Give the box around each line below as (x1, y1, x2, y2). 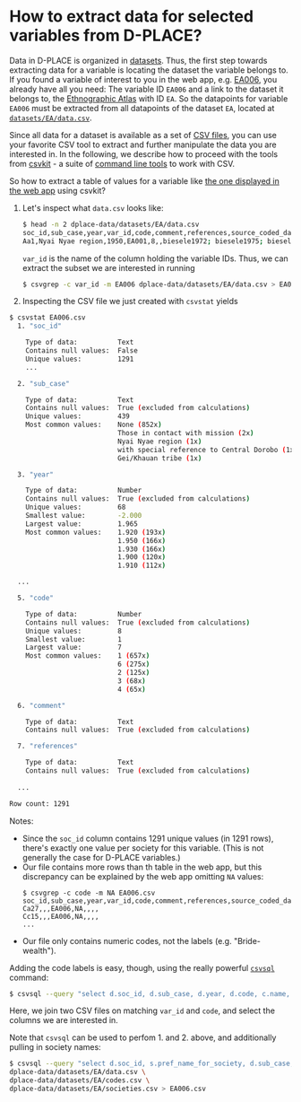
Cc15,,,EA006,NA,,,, (21, 912, 99, 921)
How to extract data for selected (9, 6, 254, 27)
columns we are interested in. (9, 1015, 118, 1026)
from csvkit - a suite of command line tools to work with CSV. (9, 158, 236, 169)
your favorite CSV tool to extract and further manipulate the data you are (9, 139, 277, 150)
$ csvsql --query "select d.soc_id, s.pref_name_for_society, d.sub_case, (9, 1059, 295, 1069)
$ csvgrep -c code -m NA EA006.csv (21, 888, 156, 897)
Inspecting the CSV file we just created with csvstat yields (21, 296, 239, 307)
